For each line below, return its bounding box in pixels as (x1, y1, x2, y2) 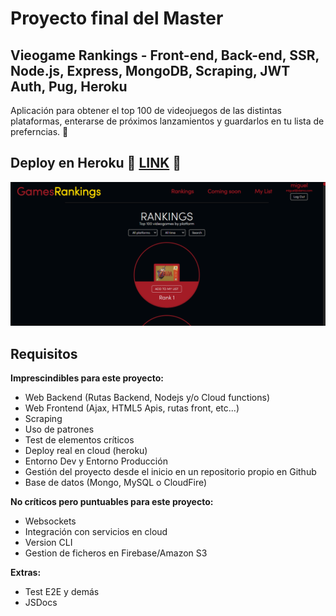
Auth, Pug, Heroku (10, 78, 128, 95)
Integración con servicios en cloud (24, 525, 168, 537)
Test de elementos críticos (24, 433, 135, 446)
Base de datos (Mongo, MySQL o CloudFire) (24, 476, 208, 488)
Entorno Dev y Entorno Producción (24, 455, 168, 467)
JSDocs (24, 596, 58, 608)
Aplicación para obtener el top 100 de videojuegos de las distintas (10, 105, 282, 116)
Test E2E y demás (24, 585, 100, 597)
